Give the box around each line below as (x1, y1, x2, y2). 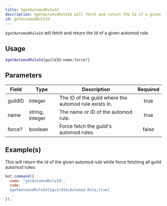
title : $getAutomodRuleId (5, 7, 59, 12)
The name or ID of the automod (59, 108, 133, 115)
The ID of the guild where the (59, 94, 128, 101)
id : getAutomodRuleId (5, 16, 50, 21)
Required (137, 86, 160, 93)
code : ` (9, 183, 26, 188)
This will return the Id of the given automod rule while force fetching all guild (5, 159, 162, 165)
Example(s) (5, 146, 41, 154)
